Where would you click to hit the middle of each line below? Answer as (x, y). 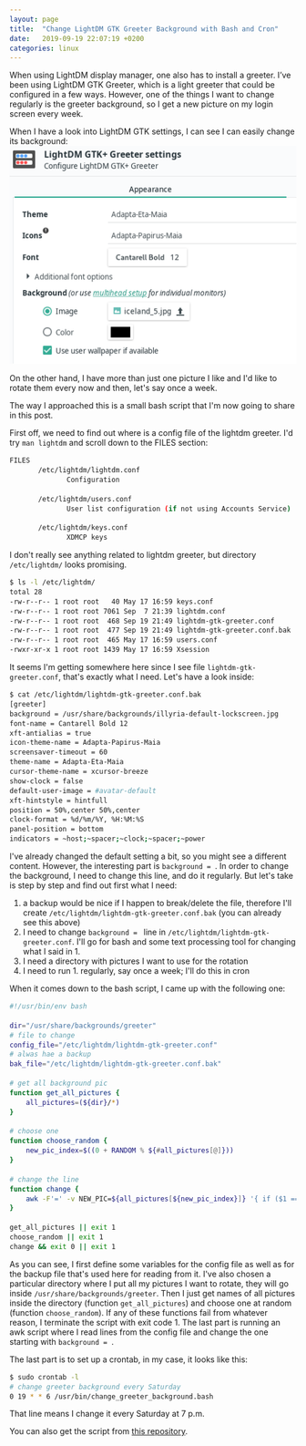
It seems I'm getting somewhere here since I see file (107, 667)
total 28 (26, 592)
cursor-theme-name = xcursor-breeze (79, 772)
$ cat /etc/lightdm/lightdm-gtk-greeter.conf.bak (106, 695)
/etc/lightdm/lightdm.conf (89, 470)
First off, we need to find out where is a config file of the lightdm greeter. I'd (151, 433)
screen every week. (46, 114)
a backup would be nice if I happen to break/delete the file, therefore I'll (157, 904)
